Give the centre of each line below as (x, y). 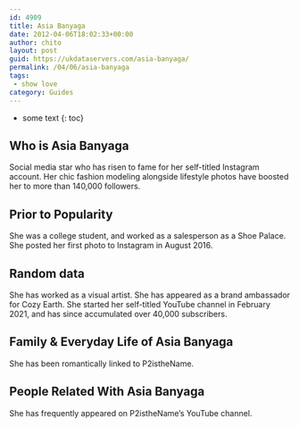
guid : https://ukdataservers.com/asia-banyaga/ (100, 59)
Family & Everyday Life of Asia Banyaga (121, 342)
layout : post (33, 51)
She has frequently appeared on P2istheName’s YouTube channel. (131, 413)
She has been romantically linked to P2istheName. (102, 364)
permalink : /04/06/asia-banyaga (69, 68)
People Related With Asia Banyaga (107, 392)
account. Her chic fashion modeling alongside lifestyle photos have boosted (149, 177)
